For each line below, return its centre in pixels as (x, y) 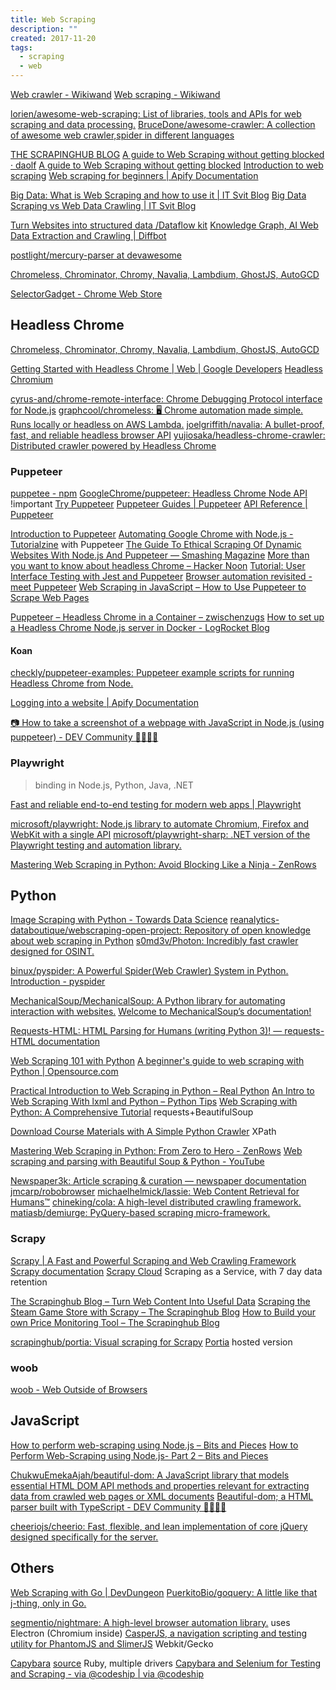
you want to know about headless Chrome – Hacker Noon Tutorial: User (158, 566)
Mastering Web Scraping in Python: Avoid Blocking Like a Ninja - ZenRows (163, 864)
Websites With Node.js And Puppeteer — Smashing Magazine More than (160, 555)
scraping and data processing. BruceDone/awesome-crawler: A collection (163, 124)
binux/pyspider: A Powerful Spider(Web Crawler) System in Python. (149, 971)
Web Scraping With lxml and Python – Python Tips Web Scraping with (154, 1102)
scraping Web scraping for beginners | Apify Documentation (134, 175)
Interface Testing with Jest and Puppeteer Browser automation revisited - (161, 577)
